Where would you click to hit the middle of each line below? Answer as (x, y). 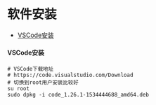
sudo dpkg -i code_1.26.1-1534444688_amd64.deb (78, 95)
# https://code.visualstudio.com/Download (70, 75)
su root (19, 89)
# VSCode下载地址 (31, 69)
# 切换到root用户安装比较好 (43, 83)
